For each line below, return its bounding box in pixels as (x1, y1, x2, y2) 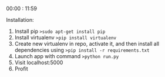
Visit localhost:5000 (14, 59, 63, 66)
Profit (14, 65, 28, 72)
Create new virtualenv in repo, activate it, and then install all (14, 41, 160, 47)
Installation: (6, 16, 34, 23)
